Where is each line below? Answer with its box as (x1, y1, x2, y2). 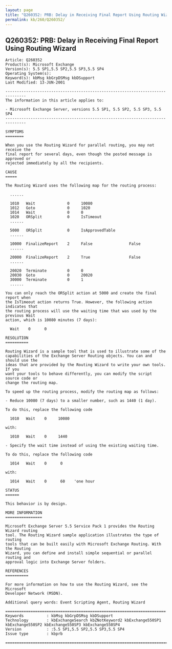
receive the (5, 147, 31, 153)
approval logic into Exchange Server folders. (5, 559, 106, 565)
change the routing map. (5, 380, 58, 386)
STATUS (5, 488, 19, 493)
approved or (5, 156, 31, 161)
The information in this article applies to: (5, 98, 104, 103)
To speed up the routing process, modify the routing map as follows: (5, 389, 159, 394)
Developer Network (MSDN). (5, 591, 63, 596)
